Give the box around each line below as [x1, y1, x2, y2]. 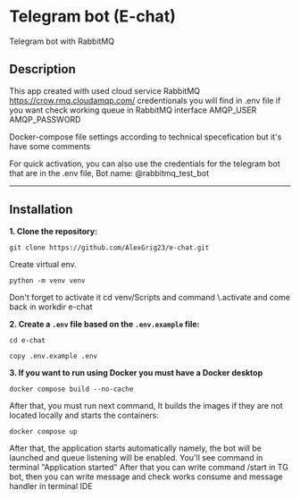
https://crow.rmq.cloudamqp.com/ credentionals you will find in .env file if [9, 95, 281, 106]
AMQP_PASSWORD [9, 114, 81, 124]
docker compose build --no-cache [9, 385, 134, 393]
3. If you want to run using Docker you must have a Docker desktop [9, 367, 263, 377]
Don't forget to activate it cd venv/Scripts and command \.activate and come [9, 292, 291, 302]
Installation [9, 202, 73, 217]
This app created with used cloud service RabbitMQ [9, 85, 201, 96]
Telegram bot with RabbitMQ [9, 36, 114, 47]
